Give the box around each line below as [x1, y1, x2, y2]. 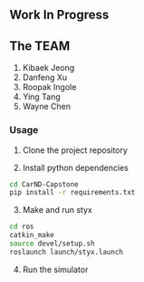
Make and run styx [22, 205, 92, 216]
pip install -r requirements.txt [9, 188, 136, 197]
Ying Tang [22, 91, 61, 103]
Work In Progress [9, 7, 110, 23]
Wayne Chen [22, 101, 71, 112]
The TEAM [9, 38, 71, 54]
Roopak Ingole [22, 82, 77, 93]
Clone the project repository [22, 145, 129, 156]
